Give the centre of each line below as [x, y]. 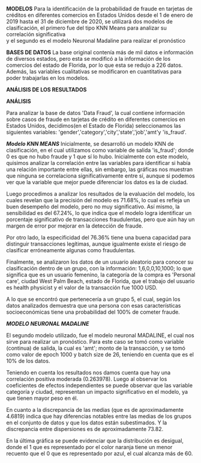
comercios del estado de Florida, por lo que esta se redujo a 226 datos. [94, 65]
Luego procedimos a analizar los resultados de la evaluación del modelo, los [100, 194]
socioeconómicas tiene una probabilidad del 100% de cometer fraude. [93, 312]
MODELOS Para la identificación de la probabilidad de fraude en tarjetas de [100, 9]
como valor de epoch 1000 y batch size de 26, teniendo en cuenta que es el [100, 354]
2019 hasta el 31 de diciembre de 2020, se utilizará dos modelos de [89, 21]
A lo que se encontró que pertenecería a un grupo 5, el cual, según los [93, 299]
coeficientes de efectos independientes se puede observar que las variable [100, 385]
